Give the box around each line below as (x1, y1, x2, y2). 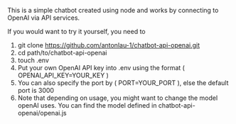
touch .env (17, 56, 50, 64)
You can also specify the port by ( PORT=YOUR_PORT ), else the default (17, 79, 229, 87)
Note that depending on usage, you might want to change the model (17, 94, 218, 102)
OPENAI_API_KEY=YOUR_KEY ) (17, 71, 109, 79)
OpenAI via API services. (7, 13, 80, 22)
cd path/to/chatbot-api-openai (17, 49, 108, 57)
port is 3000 (17, 86, 55, 94)
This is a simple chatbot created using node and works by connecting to (7, 6, 219, 14)
